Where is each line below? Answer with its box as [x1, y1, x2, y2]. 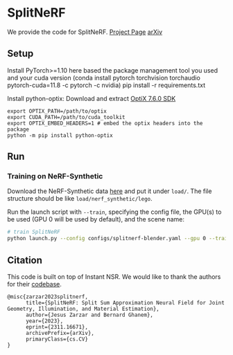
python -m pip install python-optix [7, 131, 113, 139]
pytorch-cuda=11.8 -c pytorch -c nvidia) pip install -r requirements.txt [7, 81, 206, 89]
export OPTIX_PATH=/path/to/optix [7, 107, 107, 115]
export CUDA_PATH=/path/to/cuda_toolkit [7, 113, 126, 120]
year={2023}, [25, 318, 64, 325]
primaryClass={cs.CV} [25, 336, 89, 343]
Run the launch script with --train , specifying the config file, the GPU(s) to [7, 208, 222, 216]
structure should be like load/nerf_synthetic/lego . [7, 194, 153, 203]
